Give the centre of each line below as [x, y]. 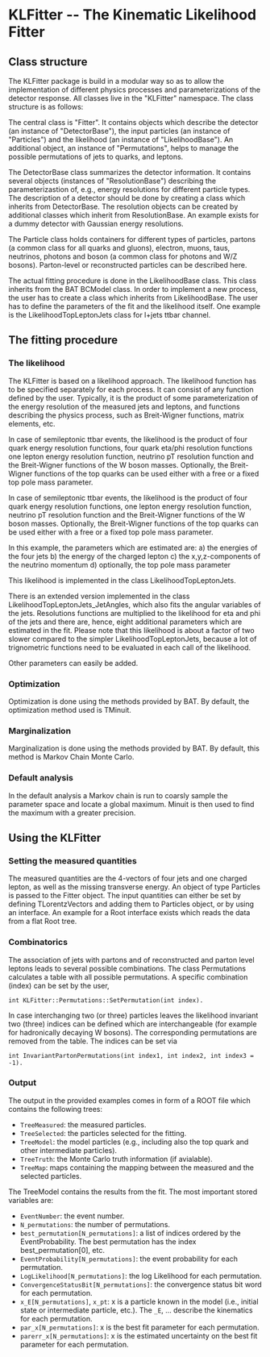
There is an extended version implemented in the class [99, 596]
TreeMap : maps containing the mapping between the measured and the [137, 1168]
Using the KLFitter [55, 837]
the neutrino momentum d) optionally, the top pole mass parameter [120, 564]
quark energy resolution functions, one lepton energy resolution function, [130, 506]
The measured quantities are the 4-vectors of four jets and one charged [128, 878]
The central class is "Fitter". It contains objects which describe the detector [133, 122]
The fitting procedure [63, 340]
